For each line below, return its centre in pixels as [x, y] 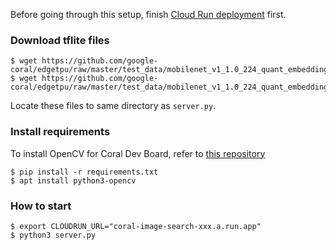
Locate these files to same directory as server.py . [113, 106]
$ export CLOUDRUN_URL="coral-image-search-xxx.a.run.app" [136, 226]
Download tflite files [60, 40]
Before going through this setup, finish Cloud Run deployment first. [148, 14]
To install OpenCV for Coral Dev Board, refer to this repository [138, 153]
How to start [41, 206]
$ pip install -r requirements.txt [84, 172]
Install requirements [60, 132]
